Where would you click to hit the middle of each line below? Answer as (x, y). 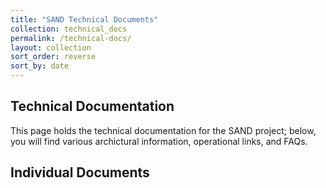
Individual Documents (80, 172)
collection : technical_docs (69, 29)
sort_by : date (40, 66)
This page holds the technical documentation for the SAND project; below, (163, 130)
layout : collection (51, 47)
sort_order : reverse (53, 57)
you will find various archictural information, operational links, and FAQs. (159, 141)
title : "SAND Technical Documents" (84, 19)
